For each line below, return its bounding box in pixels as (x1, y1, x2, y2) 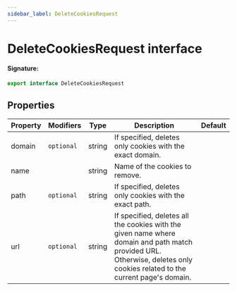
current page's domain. (114, 272, 192, 282)
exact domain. (114, 149, 161, 159)
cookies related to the (114, 264, 187, 273)
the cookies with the (114, 219, 181, 229)
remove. (114, 170, 142, 180)
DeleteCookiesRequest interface (7, 40, 202, 56)
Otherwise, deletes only (114, 254, 193, 264)
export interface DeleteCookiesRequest (7, 80, 125, 87)
